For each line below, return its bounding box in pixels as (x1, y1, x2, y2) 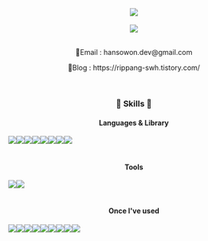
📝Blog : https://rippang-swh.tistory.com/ (67, 63, 201, 72)
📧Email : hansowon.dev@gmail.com (75, 48, 193, 56)
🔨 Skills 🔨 (116, 98, 152, 109)
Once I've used (108, 206, 159, 216)
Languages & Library (98, 118, 170, 127)
